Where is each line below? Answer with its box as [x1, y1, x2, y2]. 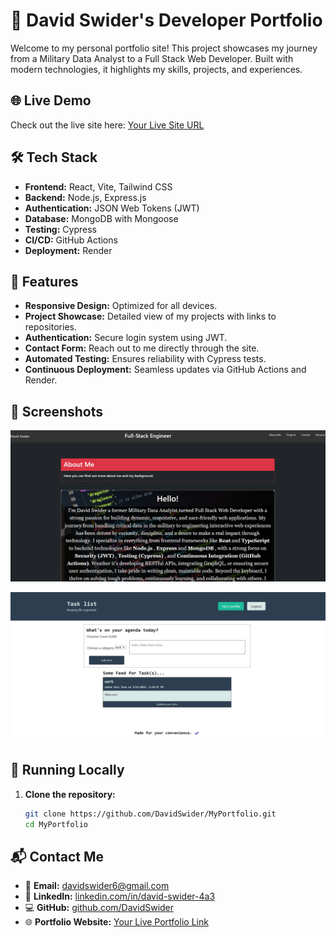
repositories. [24, 321, 77, 333]
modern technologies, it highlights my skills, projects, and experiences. [10, 63, 303, 75]
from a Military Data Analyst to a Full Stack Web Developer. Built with [10, 52, 294, 64]
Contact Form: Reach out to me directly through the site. [24, 342, 260, 354]
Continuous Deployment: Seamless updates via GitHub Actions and [24, 364, 307, 376]
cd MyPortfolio [24, 819, 89, 829]
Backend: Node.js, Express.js [24, 191, 147, 203]
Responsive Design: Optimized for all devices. [24, 300, 218, 312]
